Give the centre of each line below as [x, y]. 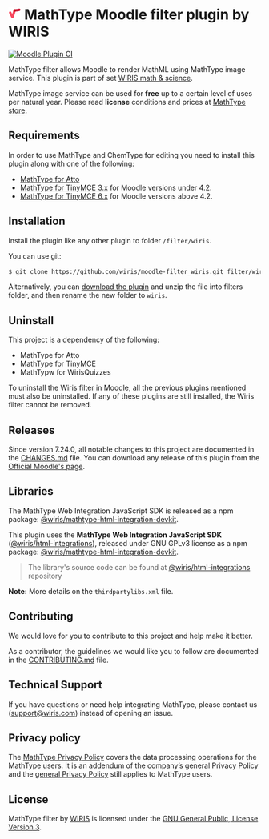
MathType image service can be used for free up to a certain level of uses [130, 93]
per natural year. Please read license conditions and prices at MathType [127, 102]
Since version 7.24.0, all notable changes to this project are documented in [131, 449]
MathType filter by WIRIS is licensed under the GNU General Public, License [133, 819]
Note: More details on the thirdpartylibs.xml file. [91, 591]
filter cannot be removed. [50, 405]
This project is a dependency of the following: [84, 340]
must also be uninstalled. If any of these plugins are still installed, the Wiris [131, 396]
